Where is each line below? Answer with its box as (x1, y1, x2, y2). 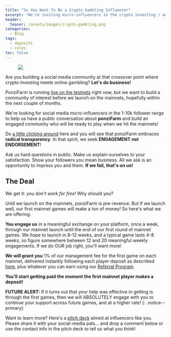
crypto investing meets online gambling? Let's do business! (5, 79, 131, 85)
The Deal (5, 177, 35, 185)
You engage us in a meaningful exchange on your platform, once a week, (5, 221, 159, 227)
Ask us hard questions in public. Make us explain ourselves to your (5, 151, 145, 157)
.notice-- (147, 300, 165, 306)
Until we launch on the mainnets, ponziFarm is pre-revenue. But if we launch (5, 200, 165, 207)
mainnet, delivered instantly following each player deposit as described (5, 258, 155, 264)
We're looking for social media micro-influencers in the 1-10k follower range (5, 110, 164, 116)
